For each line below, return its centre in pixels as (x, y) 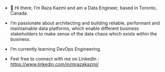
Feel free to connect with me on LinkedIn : (55, 59)
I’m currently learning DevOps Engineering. (56, 49)
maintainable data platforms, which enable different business (75, 28)
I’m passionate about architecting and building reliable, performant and (85, 23)
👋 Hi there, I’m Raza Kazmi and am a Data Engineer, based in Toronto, (84, 8)
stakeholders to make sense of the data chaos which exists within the (84, 34)
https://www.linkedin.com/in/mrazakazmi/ (54, 64)
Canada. (19, 13)
